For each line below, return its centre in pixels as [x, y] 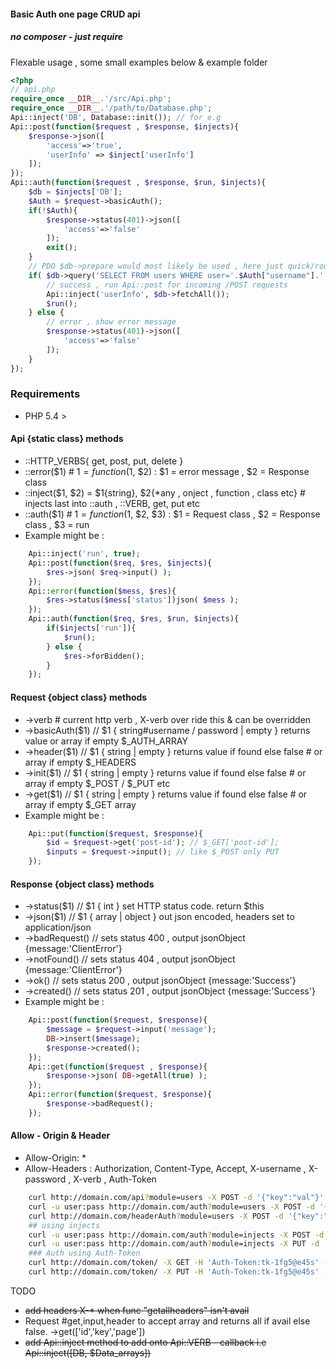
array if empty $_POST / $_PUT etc [97, 783]
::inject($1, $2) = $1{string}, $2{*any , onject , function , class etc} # [165, 493]
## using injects [64, 1225]
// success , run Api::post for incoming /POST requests [167, 285]
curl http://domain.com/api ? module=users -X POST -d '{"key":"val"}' [176, 1198]
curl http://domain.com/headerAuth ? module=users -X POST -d [156, 1216]
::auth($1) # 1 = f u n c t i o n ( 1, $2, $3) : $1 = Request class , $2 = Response [172, 514]
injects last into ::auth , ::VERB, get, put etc [112, 504]
